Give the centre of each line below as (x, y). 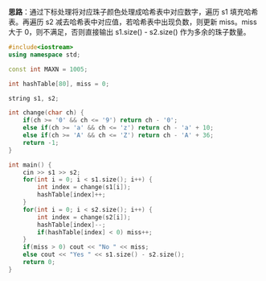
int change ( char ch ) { (46, 113)
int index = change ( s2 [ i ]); (84, 217)
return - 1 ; (41, 143)
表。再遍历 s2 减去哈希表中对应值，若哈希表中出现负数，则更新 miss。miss (133, 22)
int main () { (30, 165)
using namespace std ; (45, 55)
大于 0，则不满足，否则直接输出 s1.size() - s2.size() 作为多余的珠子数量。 (129, 32)
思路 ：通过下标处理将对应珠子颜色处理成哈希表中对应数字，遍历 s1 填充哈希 (133, 12)
